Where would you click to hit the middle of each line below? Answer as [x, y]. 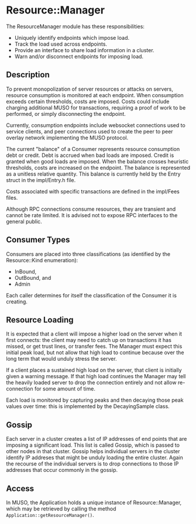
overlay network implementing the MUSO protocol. [67, 138]
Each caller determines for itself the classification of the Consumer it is [92, 295]
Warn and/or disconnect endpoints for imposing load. [79, 56]
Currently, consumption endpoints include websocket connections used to [96, 125]
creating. [17, 302]
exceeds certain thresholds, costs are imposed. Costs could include [88, 101]
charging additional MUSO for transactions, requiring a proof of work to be [96, 107]
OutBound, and [33, 278]
